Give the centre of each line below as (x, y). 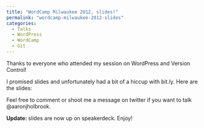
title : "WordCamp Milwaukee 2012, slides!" (62, 12)
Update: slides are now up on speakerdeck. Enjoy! (69, 118)
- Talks (22, 29)
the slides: (19, 88)
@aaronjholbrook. (29, 106)
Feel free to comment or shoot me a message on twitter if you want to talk (99, 100)
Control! (16, 69)
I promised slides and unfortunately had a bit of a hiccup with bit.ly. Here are (102, 81)
